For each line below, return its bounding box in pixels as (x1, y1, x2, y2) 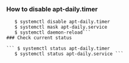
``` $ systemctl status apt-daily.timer (6, 45, 111, 52)
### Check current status (6, 35, 72, 41)
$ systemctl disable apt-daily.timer (14, 19, 111, 25)
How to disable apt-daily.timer (6, 5, 98, 13)
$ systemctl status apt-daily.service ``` (14, 51, 124, 57)
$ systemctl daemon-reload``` (14, 29, 91, 35)
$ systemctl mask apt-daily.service (14, 24, 108, 31)
